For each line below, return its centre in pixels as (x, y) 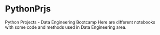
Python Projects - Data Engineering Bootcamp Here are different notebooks (80, 22)
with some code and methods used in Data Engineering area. (66, 27)
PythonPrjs (28, 9)
